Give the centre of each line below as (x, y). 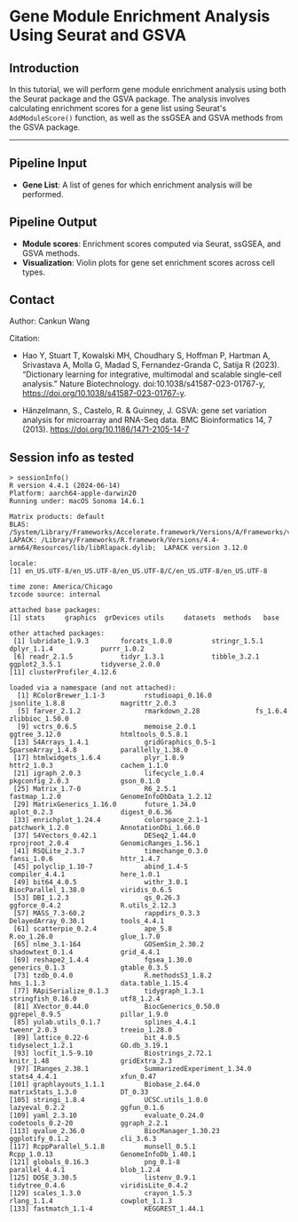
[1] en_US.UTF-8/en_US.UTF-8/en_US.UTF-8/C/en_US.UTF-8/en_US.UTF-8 (138, 571)
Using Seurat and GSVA (98, 35)
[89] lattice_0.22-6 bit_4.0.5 (96, 1038)
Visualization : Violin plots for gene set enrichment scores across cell (148, 262)
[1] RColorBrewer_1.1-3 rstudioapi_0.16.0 (115, 696)
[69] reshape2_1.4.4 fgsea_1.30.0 (102, 960)
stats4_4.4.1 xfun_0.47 (83, 1077)
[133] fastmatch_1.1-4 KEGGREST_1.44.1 (106, 1209)
